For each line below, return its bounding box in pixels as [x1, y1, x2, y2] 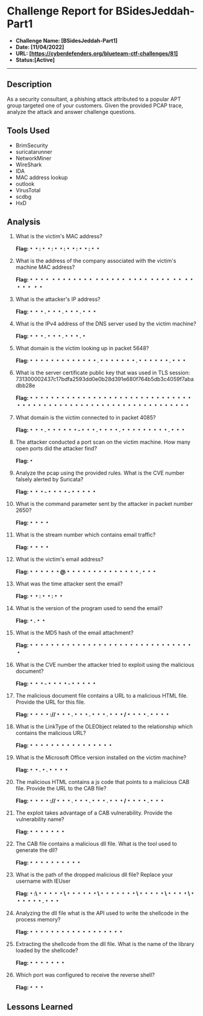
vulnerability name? [15, 816, 65, 823]
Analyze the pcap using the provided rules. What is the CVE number [15, 469, 185, 477]
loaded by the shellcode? [15, 947, 78, 954]
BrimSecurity [15, 142, 48, 149]
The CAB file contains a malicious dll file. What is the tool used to [15, 840, 177, 848]
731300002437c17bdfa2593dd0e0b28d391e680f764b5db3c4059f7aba [15, 376, 195, 383]
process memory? [15, 916, 61, 923]
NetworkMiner [15, 154, 52, 162]
